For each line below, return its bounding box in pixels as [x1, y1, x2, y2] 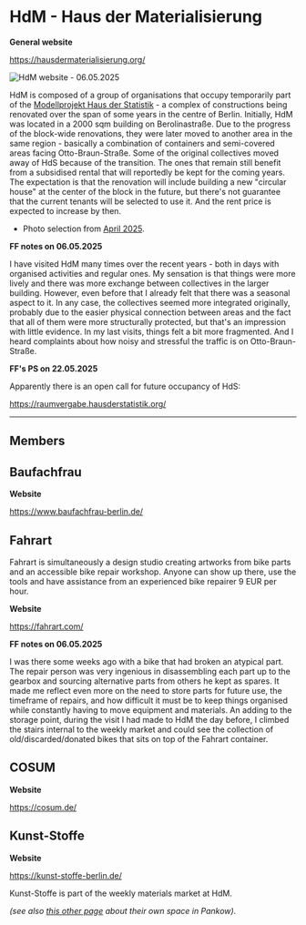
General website [9, 36, 73, 47]
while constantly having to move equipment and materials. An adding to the [9, 704, 292, 716]
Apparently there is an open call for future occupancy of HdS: [9, 381, 241, 391]
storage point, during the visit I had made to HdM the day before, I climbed [9, 714, 290, 725]
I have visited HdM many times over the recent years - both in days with [9, 258, 280, 269]
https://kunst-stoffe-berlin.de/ [9, 869, 123, 880]
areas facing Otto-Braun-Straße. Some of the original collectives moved [9, 147, 280, 158]
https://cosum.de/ [9, 801, 77, 812]
